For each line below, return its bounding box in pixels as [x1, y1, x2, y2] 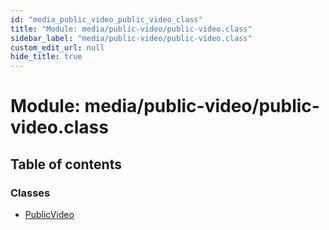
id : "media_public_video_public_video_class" [10, 14, 203, 25]
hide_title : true [10, 52, 83, 62]
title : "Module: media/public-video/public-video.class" [10, 24, 253, 34]
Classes [10, 186, 51, 200]
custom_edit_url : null [10, 42, 105, 53]
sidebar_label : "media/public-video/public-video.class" [10, 33, 253, 43]
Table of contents [10, 156, 122, 173]
